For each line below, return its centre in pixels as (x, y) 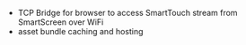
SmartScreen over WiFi (61, 22)
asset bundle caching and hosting (80, 31)
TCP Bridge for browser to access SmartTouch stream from (127, 13)
